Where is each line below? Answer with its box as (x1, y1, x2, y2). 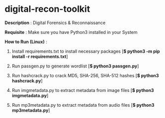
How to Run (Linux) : (4, 38, 48, 45)
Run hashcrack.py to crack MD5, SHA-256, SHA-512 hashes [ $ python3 (11, 72, 159, 78)
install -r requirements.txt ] (11, 53, 68, 59)
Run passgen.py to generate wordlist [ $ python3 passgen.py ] (11, 63, 139, 69)
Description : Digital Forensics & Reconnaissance (4, 20, 106, 26)
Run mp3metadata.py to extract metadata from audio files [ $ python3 (11, 102, 155, 108)
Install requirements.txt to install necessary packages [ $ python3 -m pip (11, 48, 160, 54)
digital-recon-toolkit (4, 3, 90, 15)
